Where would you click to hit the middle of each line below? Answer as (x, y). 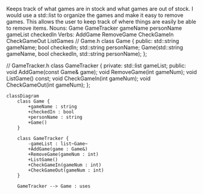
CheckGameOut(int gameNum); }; (48, 85)
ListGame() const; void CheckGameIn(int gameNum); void (78, 79)
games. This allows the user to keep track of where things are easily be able (101, 22)
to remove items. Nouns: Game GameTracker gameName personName (94, 28)
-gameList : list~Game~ (58, 144)
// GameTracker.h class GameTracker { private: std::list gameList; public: (96, 65)
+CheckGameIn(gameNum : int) (65, 165)
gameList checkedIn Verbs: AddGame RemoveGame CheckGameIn (90, 35)
